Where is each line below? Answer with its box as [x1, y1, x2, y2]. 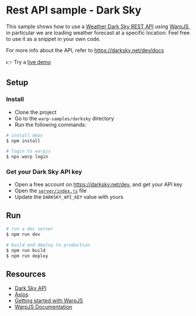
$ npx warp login [6, 154, 49, 160]
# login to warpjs [6, 148, 51, 154]
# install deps [6, 132, 43, 138]
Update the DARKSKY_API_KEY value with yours [14, 193, 124, 201]
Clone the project [14, 108, 57, 115]
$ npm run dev [6, 232, 41, 237]
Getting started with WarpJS [14, 297, 83, 304]
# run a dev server [6, 226, 54, 232]
